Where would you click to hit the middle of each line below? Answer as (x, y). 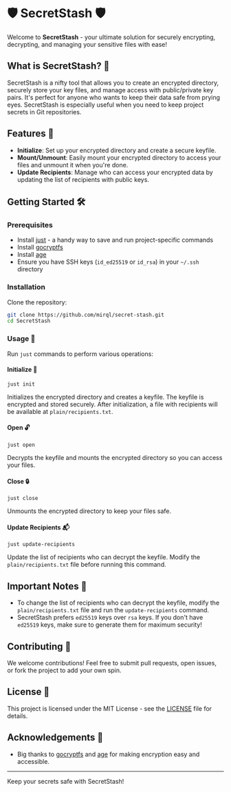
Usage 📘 (21, 339)
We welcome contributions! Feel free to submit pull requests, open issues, (112, 663)
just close (23, 499)
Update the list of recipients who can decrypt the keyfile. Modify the (104, 557)
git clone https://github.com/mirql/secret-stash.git (86, 315)
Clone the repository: (37, 302)
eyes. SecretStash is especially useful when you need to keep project (106, 105)
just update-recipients (41, 545)
